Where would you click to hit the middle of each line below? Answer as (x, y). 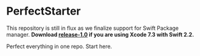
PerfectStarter (43, 11)
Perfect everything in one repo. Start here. (59, 46)
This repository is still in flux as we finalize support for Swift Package (93, 28)
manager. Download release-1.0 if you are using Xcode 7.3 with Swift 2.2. (100, 34)
